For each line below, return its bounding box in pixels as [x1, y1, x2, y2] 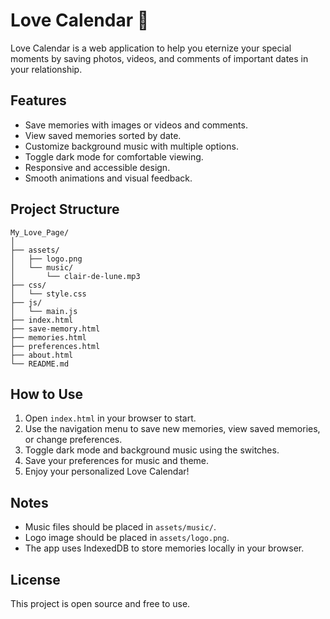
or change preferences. [24, 434, 123, 446]
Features [10, 92, 67, 109]
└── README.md [10, 359, 70, 369]
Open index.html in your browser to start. [24, 412, 197, 424]
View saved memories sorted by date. [24, 129, 182, 141]
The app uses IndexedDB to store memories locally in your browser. [24, 542, 305, 554]
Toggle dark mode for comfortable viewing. [24, 150, 204, 163]
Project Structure [10, 201, 120, 218]
